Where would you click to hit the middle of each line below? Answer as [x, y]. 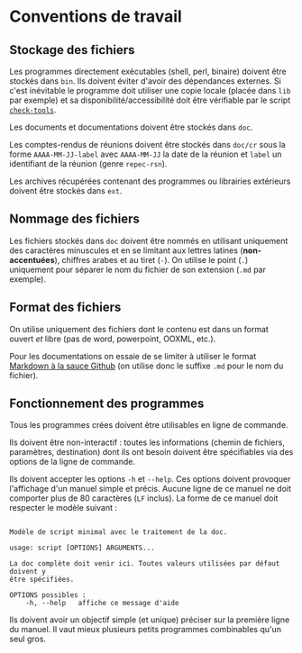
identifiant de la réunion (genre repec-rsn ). [88, 163]
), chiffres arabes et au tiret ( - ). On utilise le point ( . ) [151, 259]
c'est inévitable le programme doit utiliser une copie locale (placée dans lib [150, 91]
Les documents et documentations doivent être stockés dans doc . [131, 127]
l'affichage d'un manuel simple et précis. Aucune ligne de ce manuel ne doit [150, 489]
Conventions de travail [96, 17]
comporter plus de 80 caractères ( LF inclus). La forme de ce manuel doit [144, 498]
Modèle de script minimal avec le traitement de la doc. [119, 532]
